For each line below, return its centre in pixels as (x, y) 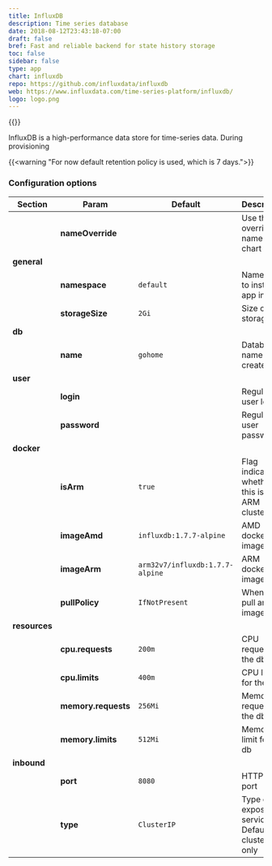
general (28, 261)
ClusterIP (157, 824)
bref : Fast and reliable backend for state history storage (112, 46)
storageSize (84, 313)
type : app (25, 69)
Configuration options (53, 183)
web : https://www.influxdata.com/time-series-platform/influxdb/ (121, 91)
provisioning (29, 146)
